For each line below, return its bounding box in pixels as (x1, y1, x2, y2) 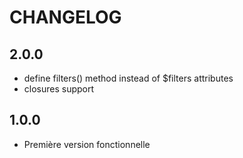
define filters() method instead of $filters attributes (23, 72, 234, 84)
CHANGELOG (9, 6, 122, 29)
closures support (23, 83, 95, 95)
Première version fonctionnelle (23, 138, 151, 150)
